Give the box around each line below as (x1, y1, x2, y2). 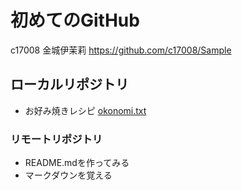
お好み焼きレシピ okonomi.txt (24, 104, 147, 116)
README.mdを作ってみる (24, 157, 130, 169)
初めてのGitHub (10, 9, 140, 32)
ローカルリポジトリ (10, 76, 129, 93)
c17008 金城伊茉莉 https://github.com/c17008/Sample (10, 44, 232, 56)
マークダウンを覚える (24, 169, 113, 181)
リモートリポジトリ (10, 132, 103, 146)
